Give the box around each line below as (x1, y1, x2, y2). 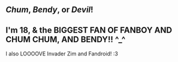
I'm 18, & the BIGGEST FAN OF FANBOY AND (5, 25, 172, 35)
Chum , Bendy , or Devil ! (5, 5, 93, 15)
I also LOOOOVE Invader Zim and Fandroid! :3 (5, 50, 118, 57)
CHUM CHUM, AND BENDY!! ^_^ (5, 34, 126, 44)
